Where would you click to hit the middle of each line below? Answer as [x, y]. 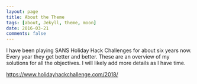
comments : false [26, 34]
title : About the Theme [35, 17]
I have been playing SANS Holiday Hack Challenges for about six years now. [99, 50]
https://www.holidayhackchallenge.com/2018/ [62, 75]
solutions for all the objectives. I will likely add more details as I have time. [96, 63]
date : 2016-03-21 [28, 28]
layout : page [22, 12]
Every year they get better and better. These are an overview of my [88, 57]
